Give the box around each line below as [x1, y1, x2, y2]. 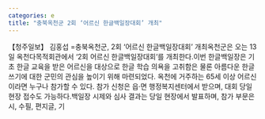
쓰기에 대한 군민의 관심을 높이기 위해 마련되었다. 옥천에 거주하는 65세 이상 [8, 71, 236, 81]
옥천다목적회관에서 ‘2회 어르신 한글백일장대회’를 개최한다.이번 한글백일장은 [16, 52, 247, 61]
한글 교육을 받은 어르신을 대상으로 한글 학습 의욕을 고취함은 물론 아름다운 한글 [16, 61, 256, 71]
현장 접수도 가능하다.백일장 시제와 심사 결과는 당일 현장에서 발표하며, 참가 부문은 [8, 91, 256, 101]
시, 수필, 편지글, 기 [8, 101, 66, 111]
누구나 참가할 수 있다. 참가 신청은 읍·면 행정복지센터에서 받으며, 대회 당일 [28, 81, 253, 91]
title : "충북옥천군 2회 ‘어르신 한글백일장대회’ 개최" [8, 19, 163, 27]
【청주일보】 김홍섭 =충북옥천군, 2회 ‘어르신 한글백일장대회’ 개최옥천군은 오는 [8, 41, 248, 52]
